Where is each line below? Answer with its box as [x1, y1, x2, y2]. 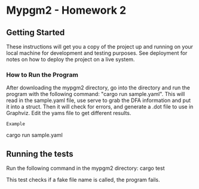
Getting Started [6, 27, 65, 38]
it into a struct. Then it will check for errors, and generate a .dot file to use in [6, 103, 194, 110]
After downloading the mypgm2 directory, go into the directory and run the [6, 84, 190, 91]
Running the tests [6, 148, 74, 159]
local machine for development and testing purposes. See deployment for [6, 49, 188, 57]
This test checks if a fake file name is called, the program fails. [6, 176, 160, 184]
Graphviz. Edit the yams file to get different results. [6, 110, 131, 117]
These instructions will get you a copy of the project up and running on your [6, 43, 193, 50]
